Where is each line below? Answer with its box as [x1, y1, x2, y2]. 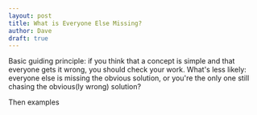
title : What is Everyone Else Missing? [8, 19, 143, 27]
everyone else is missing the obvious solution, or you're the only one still [8, 73, 250, 83]
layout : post [8, 11, 52, 20]
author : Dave [8, 27, 52, 35]
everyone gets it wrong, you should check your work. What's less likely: [8, 65, 247, 75]
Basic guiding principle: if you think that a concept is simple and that [8, 56, 235, 66]
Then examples [8, 97, 60, 107]
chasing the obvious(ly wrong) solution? [8, 82, 142, 92]
